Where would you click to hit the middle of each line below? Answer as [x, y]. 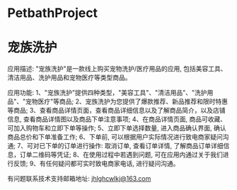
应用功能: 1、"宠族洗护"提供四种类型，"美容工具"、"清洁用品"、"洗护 [107, 93]
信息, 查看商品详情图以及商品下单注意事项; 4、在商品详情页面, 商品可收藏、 [117, 119]
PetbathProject [52, 13]
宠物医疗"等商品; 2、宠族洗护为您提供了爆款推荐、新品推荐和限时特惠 [127, 101]
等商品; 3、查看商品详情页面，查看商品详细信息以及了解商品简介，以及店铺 [116, 111]
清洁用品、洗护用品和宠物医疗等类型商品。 [69, 78]
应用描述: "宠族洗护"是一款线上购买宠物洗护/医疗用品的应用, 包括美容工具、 [117, 69]
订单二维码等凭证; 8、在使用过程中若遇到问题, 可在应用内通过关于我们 [121, 155]
